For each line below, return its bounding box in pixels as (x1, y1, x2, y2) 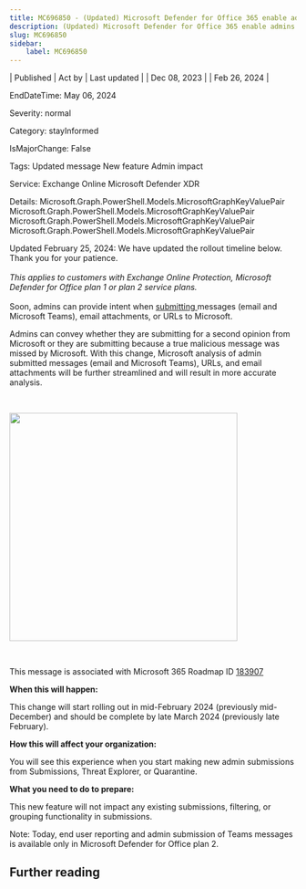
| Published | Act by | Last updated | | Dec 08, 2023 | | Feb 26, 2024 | (9, 72, 270, 83)
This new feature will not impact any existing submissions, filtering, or (9, 800, 271, 812)
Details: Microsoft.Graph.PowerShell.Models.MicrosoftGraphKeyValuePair (9, 196, 285, 207)
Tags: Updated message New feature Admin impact (9, 161, 203, 172)
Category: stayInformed (9, 125, 99, 137)
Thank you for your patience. (9, 253, 118, 264)
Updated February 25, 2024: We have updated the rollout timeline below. (9, 243, 282, 254)
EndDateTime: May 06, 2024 (9, 90, 117, 101)
